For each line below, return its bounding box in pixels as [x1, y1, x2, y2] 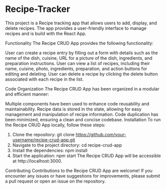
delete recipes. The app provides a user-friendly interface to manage [5, 25, 147, 31]
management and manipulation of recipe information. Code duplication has [5, 111, 159, 117]
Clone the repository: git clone [12, 131, 75, 137]
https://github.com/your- [75, 131, 127, 137]
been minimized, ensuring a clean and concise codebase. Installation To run [5, 116, 161, 122]
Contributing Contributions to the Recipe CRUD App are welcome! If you [5, 168, 153, 174]
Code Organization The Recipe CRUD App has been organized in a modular [5, 86, 160, 92]
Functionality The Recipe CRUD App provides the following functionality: [5, 40, 154, 46]
